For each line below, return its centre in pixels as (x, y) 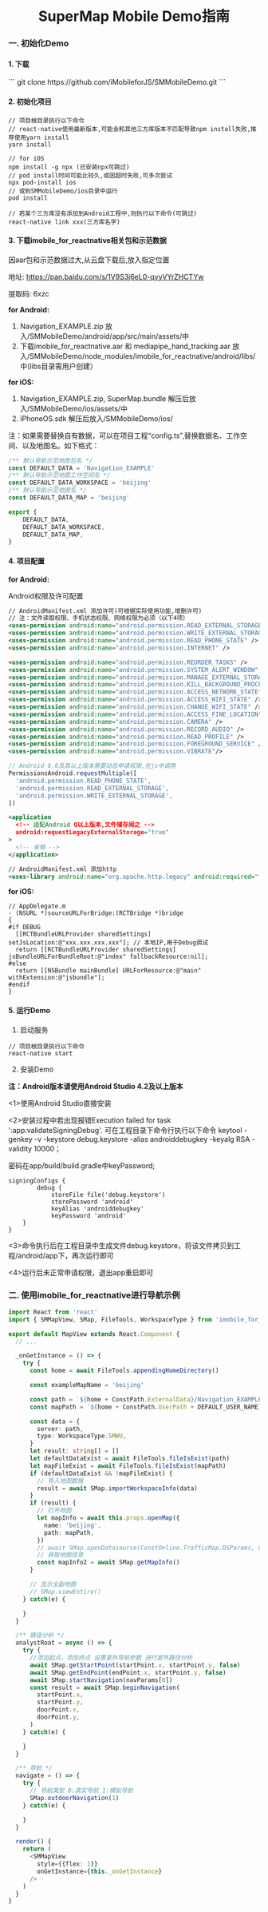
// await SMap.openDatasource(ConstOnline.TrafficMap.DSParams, (146, 1548)
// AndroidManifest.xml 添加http (63, 869)
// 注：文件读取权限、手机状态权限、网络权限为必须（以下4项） (99, 618)
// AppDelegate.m (37, 906)
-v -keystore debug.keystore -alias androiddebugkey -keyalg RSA (142, 1139)
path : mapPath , (69, 1532)
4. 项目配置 (27, 561)
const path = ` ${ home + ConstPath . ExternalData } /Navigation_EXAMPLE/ (147, 1399)
